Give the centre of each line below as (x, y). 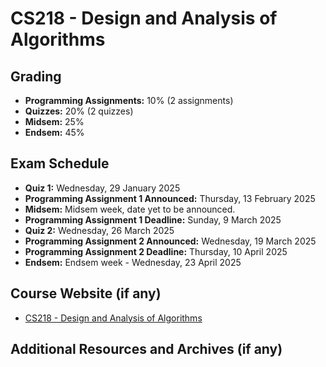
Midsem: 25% (54, 121)
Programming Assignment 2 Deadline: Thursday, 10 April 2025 (156, 251)
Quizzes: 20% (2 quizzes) (79, 111)
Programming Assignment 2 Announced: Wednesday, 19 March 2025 (170, 241)
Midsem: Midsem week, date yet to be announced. (130, 209)
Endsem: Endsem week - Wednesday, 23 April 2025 (133, 262)
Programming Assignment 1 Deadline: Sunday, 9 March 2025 (153, 219)
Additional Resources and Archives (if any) (146, 349)
